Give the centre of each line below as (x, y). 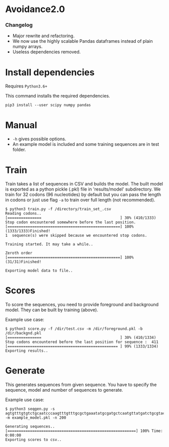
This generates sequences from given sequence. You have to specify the (81, 385)
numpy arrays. (27, 47)
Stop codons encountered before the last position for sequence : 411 (82, 342)
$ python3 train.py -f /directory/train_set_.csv (58, 209)
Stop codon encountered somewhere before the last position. (71, 222)
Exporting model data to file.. (39, 271)
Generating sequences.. (30, 427)
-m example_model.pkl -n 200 (36, 418)
